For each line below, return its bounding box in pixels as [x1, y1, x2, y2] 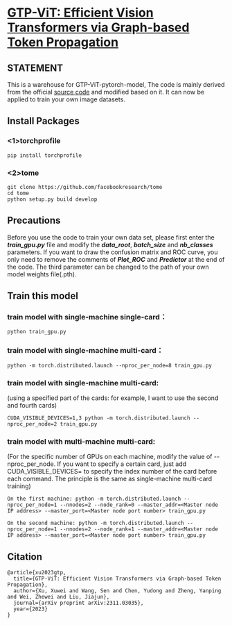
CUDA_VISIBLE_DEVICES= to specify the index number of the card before [7, 467, 217, 476]
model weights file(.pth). [7, 269, 77, 278]
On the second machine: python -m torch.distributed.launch [7, 519, 185, 527]
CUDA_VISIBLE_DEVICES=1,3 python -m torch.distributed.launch [7, 415, 190, 422]
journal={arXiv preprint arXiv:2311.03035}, [13, 599, 144, 607]
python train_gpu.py [7, 328, 67, 335]
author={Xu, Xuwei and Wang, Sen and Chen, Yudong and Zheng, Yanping [13, 587, 222, 594]
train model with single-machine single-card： [7, 312, 168, 322]
